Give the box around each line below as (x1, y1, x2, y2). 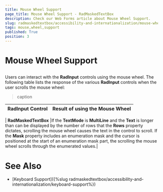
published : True (5, 30, 38, 34)
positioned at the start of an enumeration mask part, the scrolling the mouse (5, 138, 157, 144)
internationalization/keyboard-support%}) (12, 181, 96, 187)
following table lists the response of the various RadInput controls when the (5, 80, 157, 85)
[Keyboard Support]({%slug (12, 176, 68, 182)
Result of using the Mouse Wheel (52, 105, 131, 112)
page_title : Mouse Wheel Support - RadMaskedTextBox (5, 12, 114, 16)
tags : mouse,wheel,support (5, 25, 60, 30)
